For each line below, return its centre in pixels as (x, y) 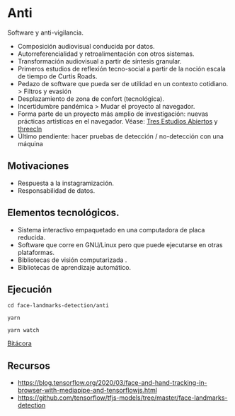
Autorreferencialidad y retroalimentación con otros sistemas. (106, 54)
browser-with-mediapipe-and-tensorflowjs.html (87, 391)
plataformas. (36, 252)
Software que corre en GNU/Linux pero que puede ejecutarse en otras (120, 244)
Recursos (29, 366)
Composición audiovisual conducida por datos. (86, 46)
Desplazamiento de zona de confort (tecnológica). (91, 99)
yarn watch (23, 331)
